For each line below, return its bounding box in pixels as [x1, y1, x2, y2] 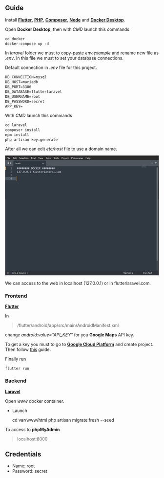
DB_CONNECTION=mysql [5, 74, 47, 80]
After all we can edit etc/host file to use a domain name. [5, 146, 117, 152]
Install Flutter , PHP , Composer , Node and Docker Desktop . [5, 17, 125, 22]
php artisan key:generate [5, 137, 58, 142]
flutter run [5, 366, 29, 371]
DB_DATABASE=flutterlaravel [5, 89, 62, 94]
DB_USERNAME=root [5, 94, 41, 99]
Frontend [5, 292, 27, 299]
